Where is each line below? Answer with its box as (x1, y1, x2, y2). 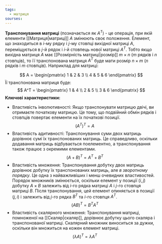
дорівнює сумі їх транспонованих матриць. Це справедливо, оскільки (12, 136, 158, 141)
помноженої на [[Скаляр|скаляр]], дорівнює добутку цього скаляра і (12, 214, 155, 221)
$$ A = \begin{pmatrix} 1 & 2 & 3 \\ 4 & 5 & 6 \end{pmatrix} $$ (19, 72, 143, 78)
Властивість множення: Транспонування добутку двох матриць (12, 162, 144, 168)
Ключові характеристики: (5, 95, 60, 101)
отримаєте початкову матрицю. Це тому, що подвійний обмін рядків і (12, 110, 156, 115)
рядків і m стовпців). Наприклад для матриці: (5, 63, 99, 68)
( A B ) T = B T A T (71, 201, 99, 208)
